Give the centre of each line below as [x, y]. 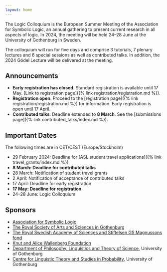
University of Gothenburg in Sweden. [43, 40]
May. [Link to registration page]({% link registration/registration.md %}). [86, 93]
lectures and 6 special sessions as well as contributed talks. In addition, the [83, 55]
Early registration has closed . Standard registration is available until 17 [85, 88]
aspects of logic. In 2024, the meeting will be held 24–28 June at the [76, 34]
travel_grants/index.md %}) [40, 162]
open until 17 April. [31, 109]
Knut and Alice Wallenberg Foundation [52, 243]
